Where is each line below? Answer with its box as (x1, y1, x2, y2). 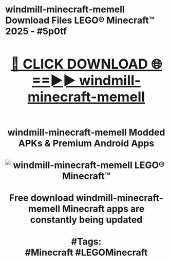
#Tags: (71, 235, 102, 247)
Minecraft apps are (62, 203, 145, 214)
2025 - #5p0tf (5, 26, 67, 37)
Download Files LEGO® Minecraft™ (5, 14, 155, 26)
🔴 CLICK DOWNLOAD (10, 55, 148, 72)
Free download (9, 192, 74, 203)
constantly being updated (30, 214, 143, 226)
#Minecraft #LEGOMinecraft (25, 247, 148, 258)
